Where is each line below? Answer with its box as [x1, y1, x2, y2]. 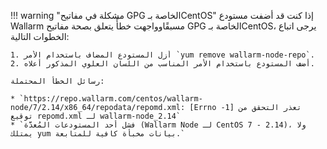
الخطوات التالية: [10, 31, 70, 42]
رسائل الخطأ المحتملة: [10, 76, 105, 86]
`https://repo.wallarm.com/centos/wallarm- [19, 94, 203, 104]
